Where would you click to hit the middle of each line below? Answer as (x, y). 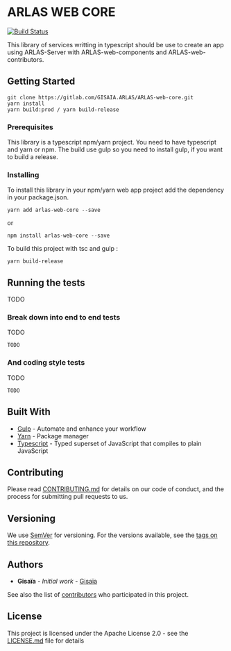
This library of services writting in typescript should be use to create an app (115, 44)
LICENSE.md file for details (46, 641)
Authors (25, 565)
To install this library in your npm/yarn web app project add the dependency (115, 190)
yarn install (26, 104)
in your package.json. (38, 197)
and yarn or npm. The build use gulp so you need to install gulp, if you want (115, 149)
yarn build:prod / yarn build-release (63, 109)
